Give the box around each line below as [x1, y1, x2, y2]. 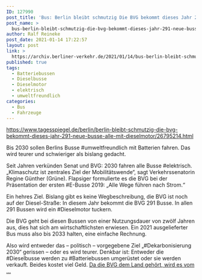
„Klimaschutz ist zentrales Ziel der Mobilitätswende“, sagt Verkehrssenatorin [6, 169, 195, 176]
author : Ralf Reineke [6, 31, 61, 37]
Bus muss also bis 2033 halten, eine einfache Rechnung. [6, 230, 147, 238]
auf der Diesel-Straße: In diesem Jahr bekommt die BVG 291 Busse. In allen [6, 199, 193, 207]
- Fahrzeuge [11, 110, 42, 116]
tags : [6, 64, 20, 71]
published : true [6, 59, 47, 65]
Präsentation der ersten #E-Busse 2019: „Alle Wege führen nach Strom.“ [6, 181, 185, 188]
